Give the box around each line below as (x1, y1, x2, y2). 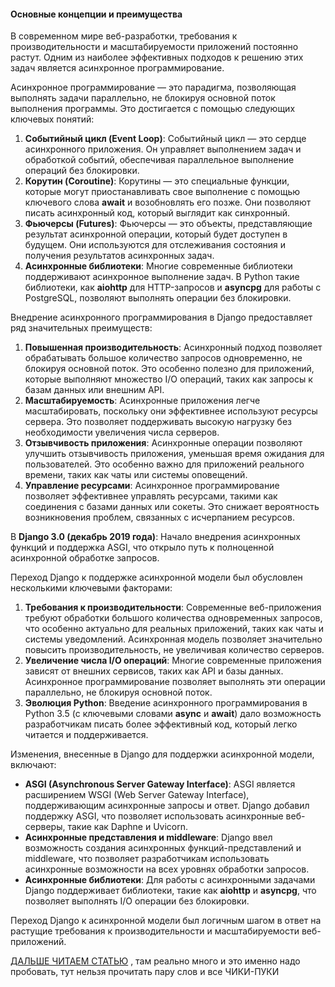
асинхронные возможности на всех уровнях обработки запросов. (24, 863, 310, 875)
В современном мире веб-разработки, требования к (10, 30, 238, 42)
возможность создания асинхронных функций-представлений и (24, 842, 302, 854)
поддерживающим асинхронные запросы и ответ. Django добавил (24, 800, 310, 812)
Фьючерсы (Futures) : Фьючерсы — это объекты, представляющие (24, 218, 313, 230)
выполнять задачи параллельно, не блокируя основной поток (10, 92, 276, 104)
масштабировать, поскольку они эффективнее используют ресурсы (24, 405, 318, 417)
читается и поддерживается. (24, 729, 149, 741)
